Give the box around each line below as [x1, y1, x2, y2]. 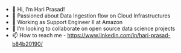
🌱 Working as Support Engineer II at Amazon [11, 19, 123, 25]
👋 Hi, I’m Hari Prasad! [11, 6, 65, 13]
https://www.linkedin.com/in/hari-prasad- [67, 32, 171, 39]
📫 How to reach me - [11, 32, 66, 39]
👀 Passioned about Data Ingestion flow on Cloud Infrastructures [11, 12, 171, 19]
